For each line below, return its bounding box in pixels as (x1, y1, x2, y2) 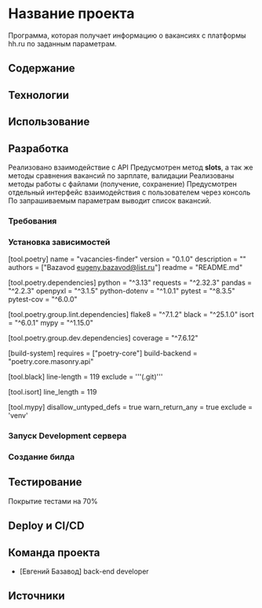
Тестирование (8, 475, 82, 489)
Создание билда (8, 451, 75, 462)
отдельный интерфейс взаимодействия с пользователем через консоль (8, 187, 251, 197)
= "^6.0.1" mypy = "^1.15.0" (8, 319, 94, 328)
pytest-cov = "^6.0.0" (8, 295, 78, 304)
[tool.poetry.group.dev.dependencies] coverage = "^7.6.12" (8, 333, 198, 343)
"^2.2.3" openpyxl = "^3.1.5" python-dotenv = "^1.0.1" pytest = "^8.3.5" (8, 286, 235, 296)
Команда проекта (8, 546, 100, 559)
